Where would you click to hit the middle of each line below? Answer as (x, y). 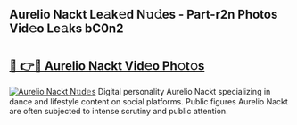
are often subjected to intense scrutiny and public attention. (119, 111)
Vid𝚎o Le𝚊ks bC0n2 (66, 29)
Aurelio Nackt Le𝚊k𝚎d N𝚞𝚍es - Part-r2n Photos (144, 15)
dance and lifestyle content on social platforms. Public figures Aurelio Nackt (148, 101)
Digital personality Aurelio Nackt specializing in (184, 92)
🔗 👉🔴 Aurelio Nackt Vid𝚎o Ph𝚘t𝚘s (107, 66)
